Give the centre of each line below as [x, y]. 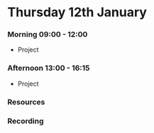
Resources [26, 102]
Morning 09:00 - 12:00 [48, 35]
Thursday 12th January [77, 12]
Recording [26, 121]
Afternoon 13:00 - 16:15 [49, 68]
